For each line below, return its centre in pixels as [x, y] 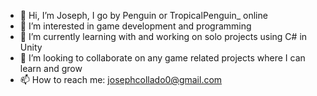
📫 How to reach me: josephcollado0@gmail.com [121, 79]
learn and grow [51, 68]
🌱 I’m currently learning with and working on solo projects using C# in [163, 36]
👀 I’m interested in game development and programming [135, 26]
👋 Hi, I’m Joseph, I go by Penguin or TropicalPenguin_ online [143, 15]
